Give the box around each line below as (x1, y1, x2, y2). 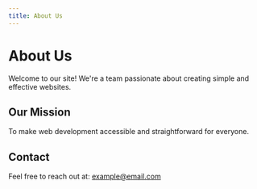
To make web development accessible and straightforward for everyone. (8, 127, 250, 136)
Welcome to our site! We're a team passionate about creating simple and (8, 73, 250, 83)
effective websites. (8, 82, 72, 91)
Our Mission (8, 105, 71, 119)
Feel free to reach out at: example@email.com (8, 171, 161, 182)
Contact (8, 150, 50, 164)
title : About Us (8, 11, 63, 20)
